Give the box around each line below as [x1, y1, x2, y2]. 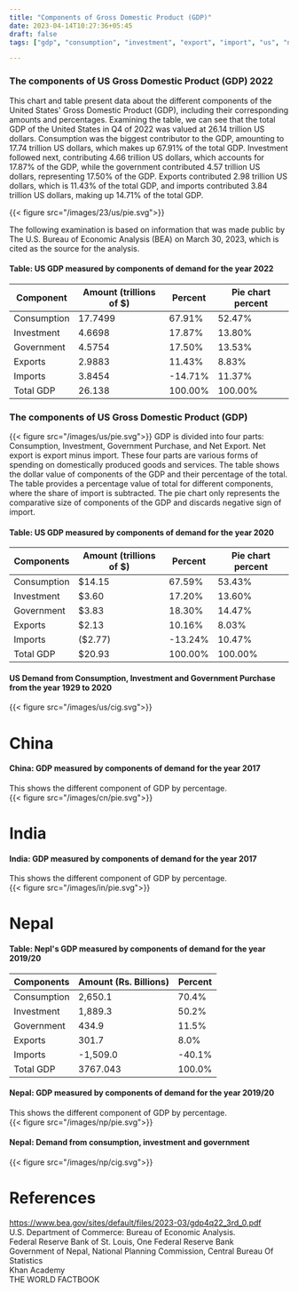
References [9, 1188, 96, 1208]
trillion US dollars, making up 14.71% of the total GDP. [9, 189, 204, 200]
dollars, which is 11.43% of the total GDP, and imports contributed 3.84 [9, 180, 268, 191]
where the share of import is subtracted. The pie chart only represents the [9, 488, 280, 499]
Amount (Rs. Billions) [78, 975, 170, 988]
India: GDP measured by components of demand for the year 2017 [9, 853, 257, 863]
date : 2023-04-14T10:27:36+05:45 [9, 21, 133, 30]
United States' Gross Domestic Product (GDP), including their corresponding [9, 104, 289, 116]
